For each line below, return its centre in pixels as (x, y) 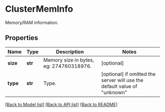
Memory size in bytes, (69, 60)
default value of (119, 86)
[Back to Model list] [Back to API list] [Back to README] (61, 104)
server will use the (123, 80)
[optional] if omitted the (128, 74)
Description (70, 51)
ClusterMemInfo (39, 9)
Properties (22, 38)
